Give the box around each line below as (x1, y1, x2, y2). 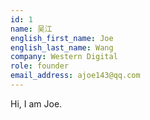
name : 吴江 (10, 24, 53, 34)
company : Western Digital (10, 52, 118, 62)
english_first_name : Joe (10, 33, 114, 43)
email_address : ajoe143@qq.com (10, 71, 141, 81)
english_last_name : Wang (10, 42, 114, 53)
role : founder (10, 61, 70, 71)
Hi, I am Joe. (10, 97, 63, 110)
